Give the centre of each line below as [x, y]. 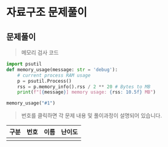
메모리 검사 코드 [40, 53]
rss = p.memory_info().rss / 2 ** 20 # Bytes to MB [84, 87]
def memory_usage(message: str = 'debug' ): [62, 70]
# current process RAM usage [54, 75]
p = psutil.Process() [44, 81]
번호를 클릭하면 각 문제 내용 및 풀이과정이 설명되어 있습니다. [92, 115]
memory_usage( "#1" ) [31, 103]
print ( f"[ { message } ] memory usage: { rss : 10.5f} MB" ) [86, 92]
